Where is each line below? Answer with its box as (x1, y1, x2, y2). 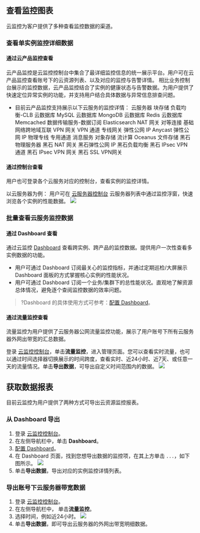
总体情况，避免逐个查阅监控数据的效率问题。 (14, 286, 125, 294)
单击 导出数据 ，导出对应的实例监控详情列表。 (14, 467, 125, 474)
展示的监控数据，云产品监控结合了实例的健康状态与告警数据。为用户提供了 (11, 84, 194, 91)
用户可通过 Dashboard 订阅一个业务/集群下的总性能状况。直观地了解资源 (14, 279, 193, 286)
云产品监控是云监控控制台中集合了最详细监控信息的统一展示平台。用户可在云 (6, 69, 194, 76)
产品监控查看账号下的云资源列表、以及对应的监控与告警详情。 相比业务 (6, 76, 180, 83)
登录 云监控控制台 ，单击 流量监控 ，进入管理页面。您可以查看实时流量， (6, 348, 180, 355)
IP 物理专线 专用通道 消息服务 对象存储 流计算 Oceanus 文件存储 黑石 (21, 133, 190, 141)
